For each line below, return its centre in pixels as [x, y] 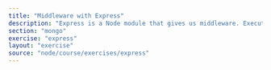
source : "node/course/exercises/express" [79, 53]
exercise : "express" [43, 38]
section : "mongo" [38, 31]
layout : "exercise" [41, 46]
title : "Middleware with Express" [67, 16]
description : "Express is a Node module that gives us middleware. [124, 23]
